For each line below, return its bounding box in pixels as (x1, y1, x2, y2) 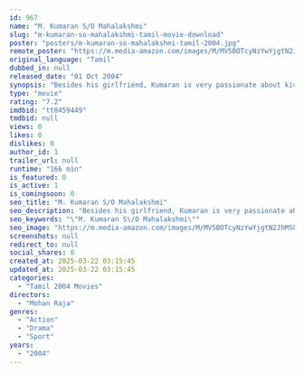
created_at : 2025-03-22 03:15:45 (9, 256, 136, 266)
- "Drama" (17, 324, 54, 333)
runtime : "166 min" (9, 164, 83, 173)
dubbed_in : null (9, 64, 71, 73)
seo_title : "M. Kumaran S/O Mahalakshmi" (9, 198, 168, 208)
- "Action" (17, 315, 59, 325)
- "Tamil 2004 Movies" (17, 282, 103, 291)
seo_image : (9, 223, 51, 232)
